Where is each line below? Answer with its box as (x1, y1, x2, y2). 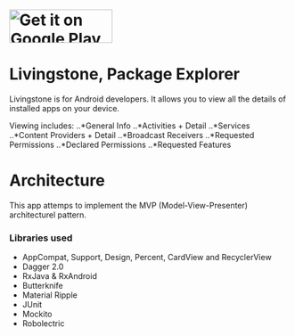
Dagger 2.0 (21, 261, 64, 272)
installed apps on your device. (9, 103, 120, 114)
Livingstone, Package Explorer (9, 64, 241, 85)
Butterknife (21, 281, 64, 291)
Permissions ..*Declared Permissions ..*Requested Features (9, 139, 232, 151)
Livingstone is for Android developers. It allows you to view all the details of (9, 94, 287, 104)
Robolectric (21, 318, 65, 329)
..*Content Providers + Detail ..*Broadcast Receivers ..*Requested (9, 130, 255, 141)
